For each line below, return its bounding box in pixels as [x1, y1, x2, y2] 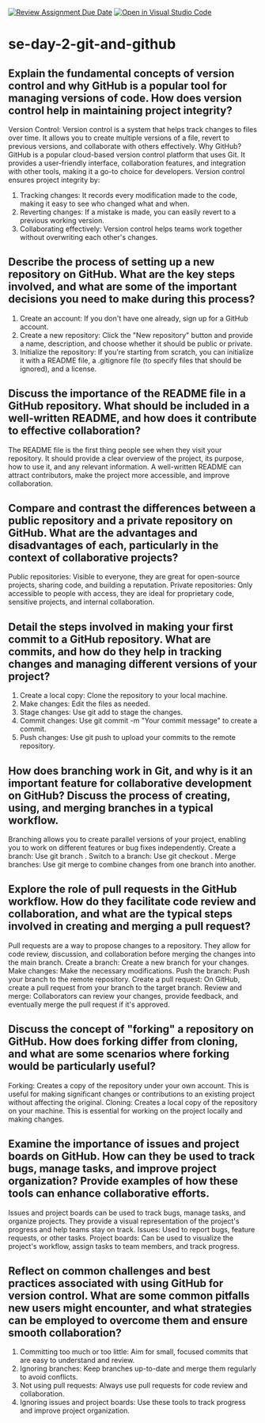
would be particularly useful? [8, 1060, 157, 1073]
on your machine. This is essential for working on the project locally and [8, 1106, 243, 1115]
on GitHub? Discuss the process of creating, [8, 788, 231, 803]
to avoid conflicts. [19, 1372, 78, 1382]
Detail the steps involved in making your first [8, 620, 233, 633]
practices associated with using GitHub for [8, 1277, 224, 1290]
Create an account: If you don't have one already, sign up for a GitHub [19, 313, 249, 323]
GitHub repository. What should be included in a [8, 400, 250, 413]
